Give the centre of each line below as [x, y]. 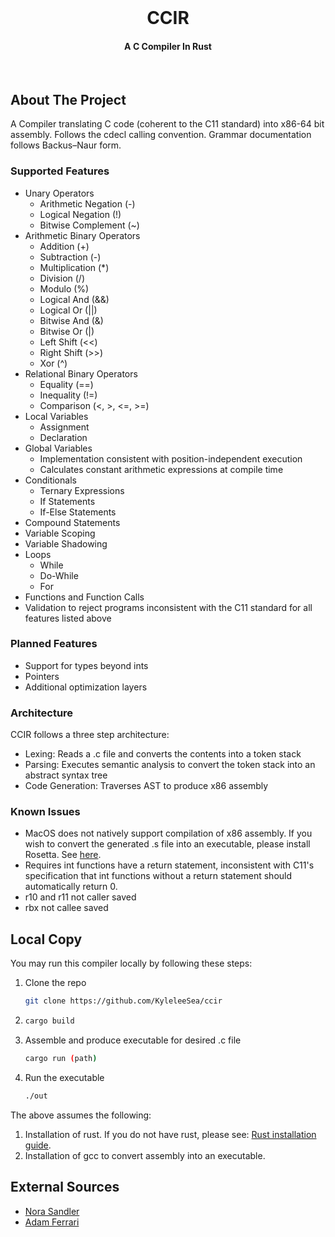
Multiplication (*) [74, 267]
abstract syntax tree [66, 775]
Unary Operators [59, 193]
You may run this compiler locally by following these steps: [131, 963]
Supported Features [60, 171]
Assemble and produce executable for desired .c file [133, 1040]
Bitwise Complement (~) [89, 225]
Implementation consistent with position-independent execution [171, 458]
